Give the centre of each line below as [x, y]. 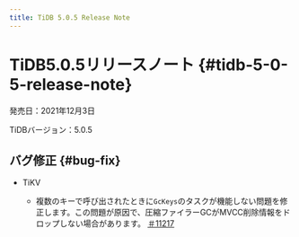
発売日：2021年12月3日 [53, 110]
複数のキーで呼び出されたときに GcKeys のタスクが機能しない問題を [158, 201]
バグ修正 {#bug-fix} [65, 160]
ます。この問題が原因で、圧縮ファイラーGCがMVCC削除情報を [167, 213]
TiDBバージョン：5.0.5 [51, 129]
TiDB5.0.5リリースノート [102, 65]
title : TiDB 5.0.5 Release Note [70, 18]
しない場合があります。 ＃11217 [117, 224]
